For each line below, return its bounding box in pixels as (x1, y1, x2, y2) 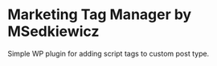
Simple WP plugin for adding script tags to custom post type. (7, 49, 210, 58)
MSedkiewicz (7, 22, 100, 41)
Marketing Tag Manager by (7, 6, 192, 24)
